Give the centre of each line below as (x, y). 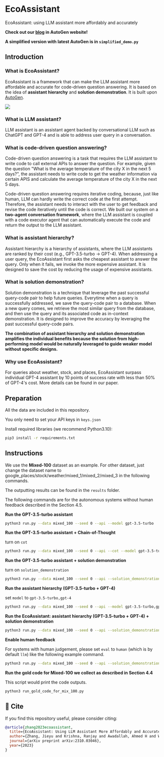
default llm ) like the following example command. (55, 654)
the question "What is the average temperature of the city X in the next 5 (78, 169)
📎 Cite (14, 707)
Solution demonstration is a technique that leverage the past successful (77, 293)
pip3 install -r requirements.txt (40, 438)
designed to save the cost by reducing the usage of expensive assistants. (79, 269)
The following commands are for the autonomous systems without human (79, 500)
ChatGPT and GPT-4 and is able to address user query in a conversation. (78, 135)
